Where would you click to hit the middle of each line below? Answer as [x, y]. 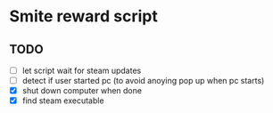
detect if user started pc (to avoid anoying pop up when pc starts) [143, 81]
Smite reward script [83, 16]
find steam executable [63, 101]
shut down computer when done [82, 91]
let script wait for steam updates [82, 70]
